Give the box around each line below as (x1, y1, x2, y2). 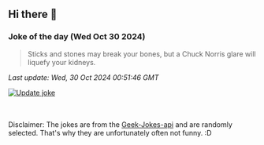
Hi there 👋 (8, 8, 58, 21)
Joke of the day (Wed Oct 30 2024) (8, 31, 146, 42)
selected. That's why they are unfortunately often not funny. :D (8, 128, 212, 137)
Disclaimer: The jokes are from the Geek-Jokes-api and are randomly (8, 119, 232, 129)
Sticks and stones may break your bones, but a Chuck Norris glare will (27, 49, 256, 59)
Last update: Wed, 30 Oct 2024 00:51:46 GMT (8, 72, 159, 82)
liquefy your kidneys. (27, 57, 96, 67)
